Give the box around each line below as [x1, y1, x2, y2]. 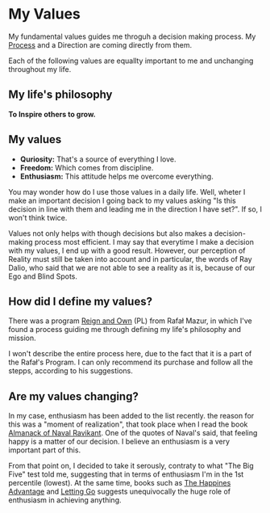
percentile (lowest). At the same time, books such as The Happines [8, 478, 231, 488]
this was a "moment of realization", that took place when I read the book [8, 419, 248, 429]
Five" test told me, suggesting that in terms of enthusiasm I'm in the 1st [8, 469, 244, 479]
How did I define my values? [8, 294, 153, 308]
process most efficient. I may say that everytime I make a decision [34, 237, 254, 246]
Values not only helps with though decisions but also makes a [8, 228, 213, 238]
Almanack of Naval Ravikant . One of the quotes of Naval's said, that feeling [8, 428, 258, 438]
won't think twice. [8, 212, 68, 222]
